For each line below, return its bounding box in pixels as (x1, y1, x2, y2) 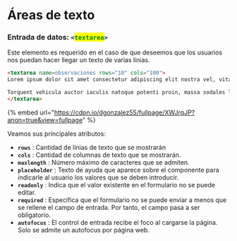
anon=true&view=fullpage (7, 115, 83, 124)
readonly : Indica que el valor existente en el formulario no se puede (17, 180, 215, 189)
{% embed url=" (7, 108, 55, 117)
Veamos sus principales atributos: (7, 129, 106, 138)
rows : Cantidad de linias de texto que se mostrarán (17, 143, 166, 151)
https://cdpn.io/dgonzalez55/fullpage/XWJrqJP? (54, 108, 195, 117)
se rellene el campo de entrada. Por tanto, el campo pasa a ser (17, 203, 200, 211)
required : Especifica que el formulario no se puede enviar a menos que (17, 195, 227, 204)
